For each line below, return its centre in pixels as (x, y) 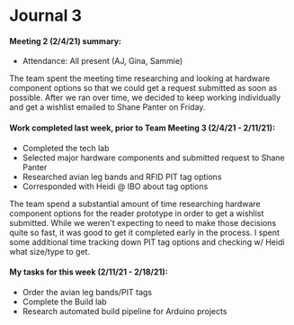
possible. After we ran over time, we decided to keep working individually (145, 98)
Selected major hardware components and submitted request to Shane (153, 158)
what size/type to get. (50, 251)
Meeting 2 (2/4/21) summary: (66, 41)
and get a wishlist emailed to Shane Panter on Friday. (107, 107)
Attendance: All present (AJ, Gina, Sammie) (102, 61)
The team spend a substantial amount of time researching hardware (135, 203)
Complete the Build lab (64, 302)
